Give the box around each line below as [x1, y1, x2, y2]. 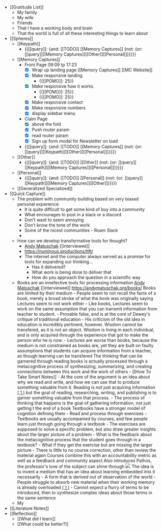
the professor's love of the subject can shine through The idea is [17, 463, 154, 469]
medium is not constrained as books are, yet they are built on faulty [17, 342, 154, 348]
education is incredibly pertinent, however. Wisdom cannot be [17, 321, 143, 327]
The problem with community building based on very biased [17, 196, 139, 201]
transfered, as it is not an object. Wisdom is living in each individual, [17, 327, 155, 332]
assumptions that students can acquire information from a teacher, [17, 347, 152, 354]
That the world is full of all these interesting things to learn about [17, 31, 148, 36]
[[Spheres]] [9, 35, 33, 41]
